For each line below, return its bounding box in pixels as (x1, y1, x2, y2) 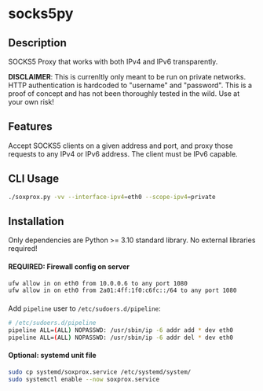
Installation (8, 214, 64, 228)
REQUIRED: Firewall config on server (8, 261, 130, 271)
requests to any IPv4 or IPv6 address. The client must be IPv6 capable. (8, 149, 238, 158)
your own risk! (8, 98, 55, 106)
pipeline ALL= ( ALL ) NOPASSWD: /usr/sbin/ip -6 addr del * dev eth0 (8, 334, 234, 341)
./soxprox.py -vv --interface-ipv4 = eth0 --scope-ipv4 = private (8, 193, 216, 201)
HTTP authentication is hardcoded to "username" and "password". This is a (8, 80, 253, 90)
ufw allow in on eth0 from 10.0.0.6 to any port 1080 (8, 279, 188, 287)
